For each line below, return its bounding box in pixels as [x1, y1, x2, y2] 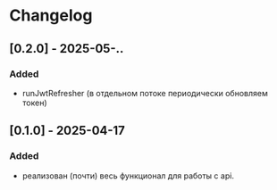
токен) [21, 97, 47, 108]
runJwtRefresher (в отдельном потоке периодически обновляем [21, 87, 268, 98]
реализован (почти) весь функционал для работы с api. [21, 170, 235, 181]
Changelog [9, 5, 93, 26]
